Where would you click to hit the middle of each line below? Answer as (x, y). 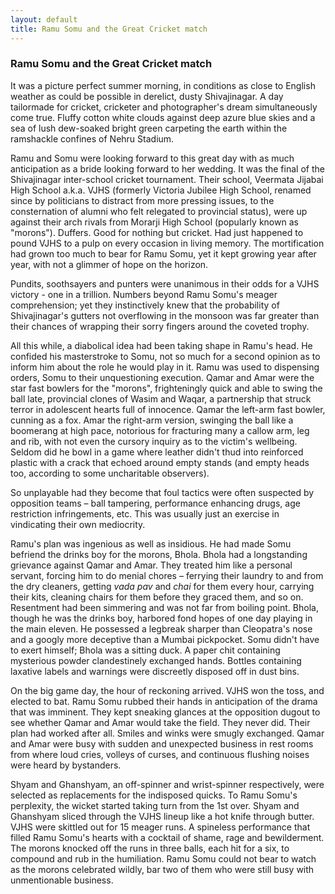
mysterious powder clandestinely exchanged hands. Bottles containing (156, 660)
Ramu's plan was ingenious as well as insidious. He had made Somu (151, 543)
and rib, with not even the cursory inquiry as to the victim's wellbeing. (154, 441)
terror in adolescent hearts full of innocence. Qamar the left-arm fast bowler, (168, 409)
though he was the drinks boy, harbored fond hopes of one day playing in (161, 618)
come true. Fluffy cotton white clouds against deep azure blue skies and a (163, 117)
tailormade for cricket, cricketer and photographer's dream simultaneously (164, 107)
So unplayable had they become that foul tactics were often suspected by (162, 492)
